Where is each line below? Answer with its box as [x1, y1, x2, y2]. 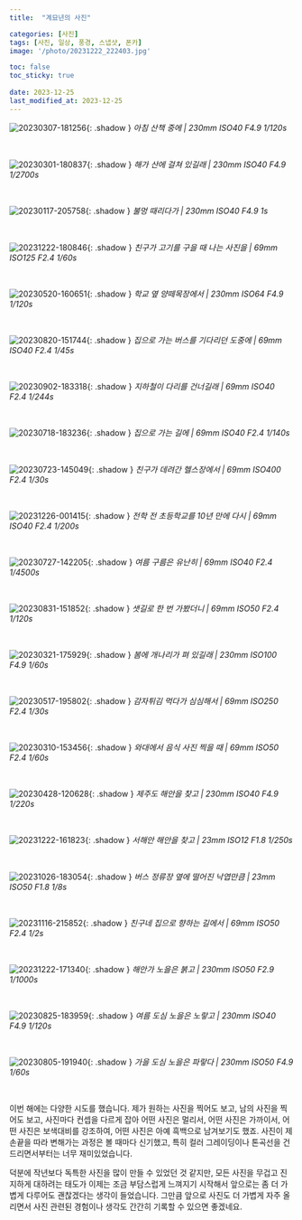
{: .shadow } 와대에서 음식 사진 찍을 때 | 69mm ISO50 [87, 742, 279, 753]
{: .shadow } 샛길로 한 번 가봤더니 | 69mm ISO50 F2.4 [85, 603, 279, 614]
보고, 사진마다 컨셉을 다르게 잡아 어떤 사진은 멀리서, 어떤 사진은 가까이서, [25, 1113, 281, 1125]
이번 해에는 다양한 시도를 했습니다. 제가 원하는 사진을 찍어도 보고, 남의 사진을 [9, 1103, 279, 1113]
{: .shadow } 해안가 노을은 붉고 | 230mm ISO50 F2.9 [85, 963, 275, 974]
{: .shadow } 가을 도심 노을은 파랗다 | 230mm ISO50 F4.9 [87, 1056, 294, 1067]
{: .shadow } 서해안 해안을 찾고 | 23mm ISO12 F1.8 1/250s [85, 834, 293, 845]
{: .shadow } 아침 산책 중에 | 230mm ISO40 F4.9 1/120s [86, 122, 288, 133]
